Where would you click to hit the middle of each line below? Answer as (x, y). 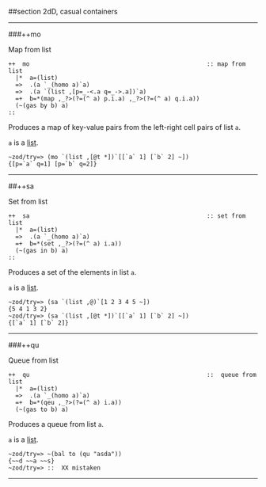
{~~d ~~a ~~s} (32, 461)
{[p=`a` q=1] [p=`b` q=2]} (53, 164)
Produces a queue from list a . (56, 424)
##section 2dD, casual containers (63, 11)
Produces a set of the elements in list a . (72, 272)
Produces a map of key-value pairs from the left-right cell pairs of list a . (125, 127)
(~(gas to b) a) (42, 409)
